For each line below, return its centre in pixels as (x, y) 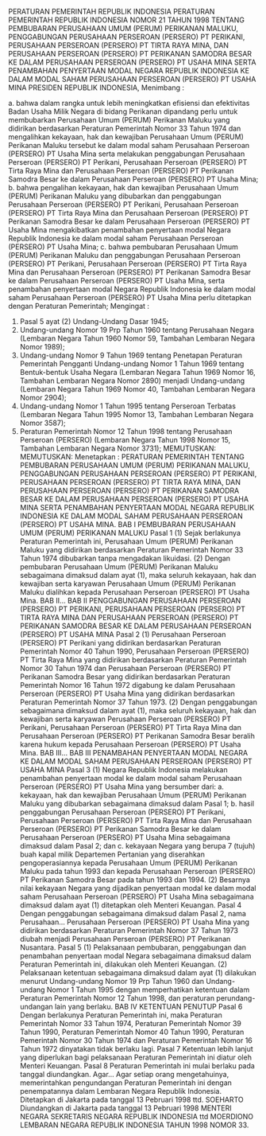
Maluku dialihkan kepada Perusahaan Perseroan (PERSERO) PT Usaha (135, 592)
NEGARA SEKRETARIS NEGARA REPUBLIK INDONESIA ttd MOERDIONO (137, 1116)
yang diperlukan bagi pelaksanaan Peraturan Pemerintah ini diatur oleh (136, 1057)
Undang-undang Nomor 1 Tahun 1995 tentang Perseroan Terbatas (128, 406)
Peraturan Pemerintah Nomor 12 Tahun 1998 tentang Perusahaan (126, 431)
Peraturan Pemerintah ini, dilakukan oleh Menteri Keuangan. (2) (123, 964)
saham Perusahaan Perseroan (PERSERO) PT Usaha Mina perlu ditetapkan (130, 297)
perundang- (236, 998)
